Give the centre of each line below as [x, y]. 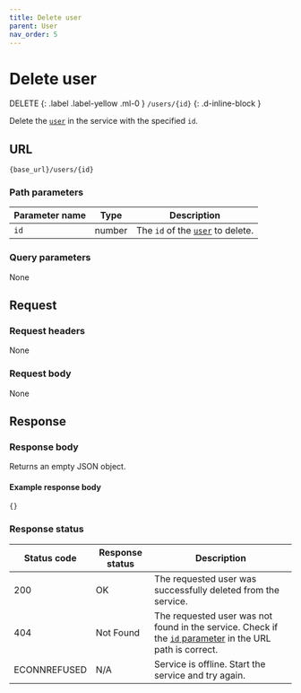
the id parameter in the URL [212, 638]
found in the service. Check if [216, 627]
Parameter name [50, 215]
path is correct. [186, 649]
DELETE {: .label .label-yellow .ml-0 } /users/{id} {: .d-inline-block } [135, 103]
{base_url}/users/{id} [52, 170]
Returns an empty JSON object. [68, 467]
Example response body [55, 487]
